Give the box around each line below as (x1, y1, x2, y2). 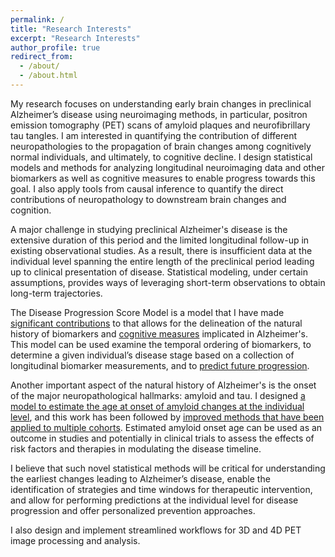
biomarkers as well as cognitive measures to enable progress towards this (10, 172, 316, 184)
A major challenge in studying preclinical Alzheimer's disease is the (10, 223, 288, 235)
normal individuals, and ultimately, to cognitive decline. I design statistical (10, 151, 313, 163)
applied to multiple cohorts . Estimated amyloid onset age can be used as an (10, 421, 323, 433)
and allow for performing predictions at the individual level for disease (10, 494, 299, 506)
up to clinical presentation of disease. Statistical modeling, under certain (10, 266, 309, 278)
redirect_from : (10, 52, 74, 62)
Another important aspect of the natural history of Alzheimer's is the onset (10, 379, 317, 391)
